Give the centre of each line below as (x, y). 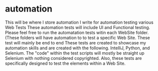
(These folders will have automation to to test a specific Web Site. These (78, 38)
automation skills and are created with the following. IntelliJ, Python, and (78, 48)
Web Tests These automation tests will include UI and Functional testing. (78, 27)
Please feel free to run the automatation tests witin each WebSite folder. (77, 32)
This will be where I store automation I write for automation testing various (79, 22)
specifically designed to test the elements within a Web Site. (65, 63)
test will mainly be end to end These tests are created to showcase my (76, 43)
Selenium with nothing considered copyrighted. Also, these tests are (73, 58)
